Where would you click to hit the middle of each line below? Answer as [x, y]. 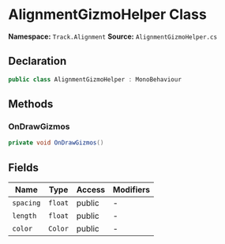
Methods [31, 104]
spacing [26, 203]
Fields [24, 167]
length [24, 216]
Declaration [37, 61]
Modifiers [132, 190]
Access [91, 190]
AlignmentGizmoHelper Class [107, 15]
